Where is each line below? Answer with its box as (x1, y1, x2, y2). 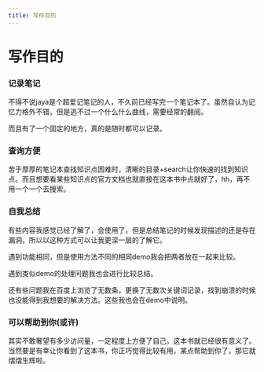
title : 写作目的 (8, 11, 57, 20)
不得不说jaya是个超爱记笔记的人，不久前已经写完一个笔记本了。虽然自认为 (8, 98, 249, 107)
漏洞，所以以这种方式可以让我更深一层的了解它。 (8, 235, 167, 245)
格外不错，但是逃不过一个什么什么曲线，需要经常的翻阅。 (21, 107, 208, 116)
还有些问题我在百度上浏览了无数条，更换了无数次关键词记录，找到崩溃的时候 (8, 285, 256, 295)
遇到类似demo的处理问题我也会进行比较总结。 (8, 268, 158, 278)
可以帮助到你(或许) (8, 316, 79, 327)
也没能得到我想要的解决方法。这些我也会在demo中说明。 (8, 295, 192, 304)
